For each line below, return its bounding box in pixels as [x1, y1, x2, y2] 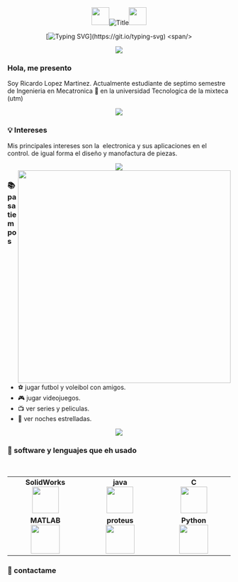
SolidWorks [25, 477, 66, 487]
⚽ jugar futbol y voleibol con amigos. [17, 383, 126, 391]
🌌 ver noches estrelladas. [17, 414, 92, 422]
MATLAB [30, 515, 61, 525]
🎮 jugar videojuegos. [17, 393, 81, 402]
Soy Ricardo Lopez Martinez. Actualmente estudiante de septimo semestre [7, 79, 226, 88]
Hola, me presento [7, 63, 72, 73]
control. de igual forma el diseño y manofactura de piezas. [7, 149, 178, 157]
